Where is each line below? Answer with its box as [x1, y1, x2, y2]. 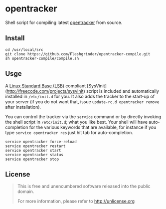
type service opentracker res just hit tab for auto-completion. [5, 129, 134, 135]
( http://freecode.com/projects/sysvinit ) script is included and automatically [5, 88, 160, 94]
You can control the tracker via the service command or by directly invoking [5, 113, 162, 120]
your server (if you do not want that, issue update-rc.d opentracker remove [5, 98, 160, 105]
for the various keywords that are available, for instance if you [29, 124, 157, 130]
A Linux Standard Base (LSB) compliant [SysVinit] [5, 83, 107, 89]
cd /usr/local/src [5, 47, 43, 52]
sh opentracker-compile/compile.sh [5, 56, 79, 61]
